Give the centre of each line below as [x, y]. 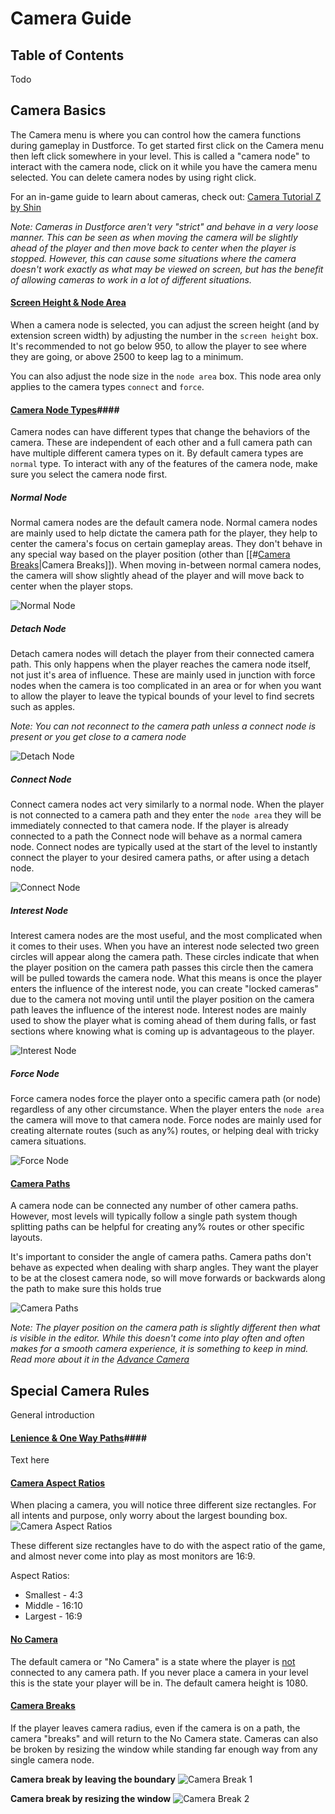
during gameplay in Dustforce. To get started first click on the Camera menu [167, 145]
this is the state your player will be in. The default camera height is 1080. [159, 1683]
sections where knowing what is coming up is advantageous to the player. [162, 1031]
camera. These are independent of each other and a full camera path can [161, 443]
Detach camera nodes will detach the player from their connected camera [162, 654]
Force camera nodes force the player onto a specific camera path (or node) [166, 1099]
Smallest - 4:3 [53, 1595]
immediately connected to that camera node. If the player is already [149, 826]
